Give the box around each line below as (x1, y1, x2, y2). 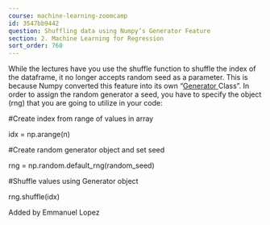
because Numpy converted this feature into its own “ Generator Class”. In (8, 81, 250, 91)
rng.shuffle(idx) (8, 192, 60, 202)
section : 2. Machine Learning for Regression (8, 34, 164, 43)
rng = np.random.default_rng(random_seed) (8, 160, 155, 170)
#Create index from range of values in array (8, 114, 154, 123)
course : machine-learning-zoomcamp (8, 11, 128, 20)
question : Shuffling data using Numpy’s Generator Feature (8, 27, 211, 35)
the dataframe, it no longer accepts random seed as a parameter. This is (8, 73, 248, 82)
